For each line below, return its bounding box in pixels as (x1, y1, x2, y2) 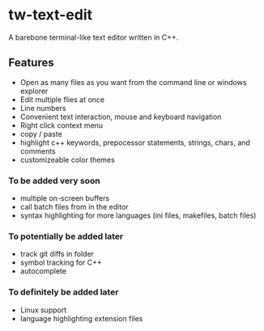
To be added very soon (8, 175, 100, 186)
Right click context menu (19, 120, 104, 130)
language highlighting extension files (19, 313, 143, 323)
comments (19, 146, 56, 155)
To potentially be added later (8, 231, 124, 242)
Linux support (19, 305, 67, 315)
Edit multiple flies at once (19, 95, 105, 104)
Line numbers (19, 103, 66, 112)
